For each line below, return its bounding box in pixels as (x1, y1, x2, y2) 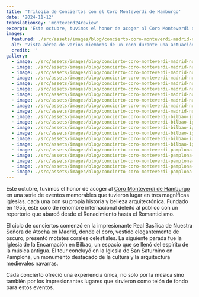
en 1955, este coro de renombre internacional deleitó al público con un (6, 204, 178, 211)
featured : (11, 36, 36, 42)
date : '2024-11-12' (6, 14, 54, 20)
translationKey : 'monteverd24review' (6, 20, 99, 26)
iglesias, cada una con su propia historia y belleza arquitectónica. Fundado (6, 198, 188, 205)
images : (6, 31, 25, 37)
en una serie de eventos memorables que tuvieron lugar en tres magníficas (6, 191, 190, 198)
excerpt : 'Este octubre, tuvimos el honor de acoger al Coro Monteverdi (6, 25, 190, 31)
